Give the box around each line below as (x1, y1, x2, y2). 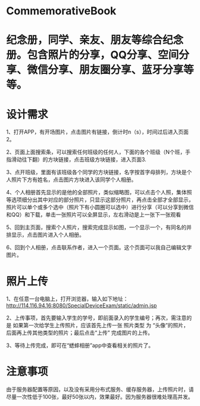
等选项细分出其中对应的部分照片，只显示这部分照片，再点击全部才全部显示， (6, 196, 194, 203)
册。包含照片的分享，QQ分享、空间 (6, 48, 179, 62)
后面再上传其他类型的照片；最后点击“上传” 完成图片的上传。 (6, 329, 154, 336)
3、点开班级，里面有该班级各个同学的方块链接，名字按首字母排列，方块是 (6, 169, 187, 176)
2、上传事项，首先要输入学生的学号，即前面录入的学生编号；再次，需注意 (6, 314, 187, 321)
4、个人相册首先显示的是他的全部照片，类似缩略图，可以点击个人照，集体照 (6, 189, 192, 196)
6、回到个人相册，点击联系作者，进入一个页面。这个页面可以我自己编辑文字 (6, 244, 192, 251)
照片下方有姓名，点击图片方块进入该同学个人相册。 (11, 176, 137, 183)
